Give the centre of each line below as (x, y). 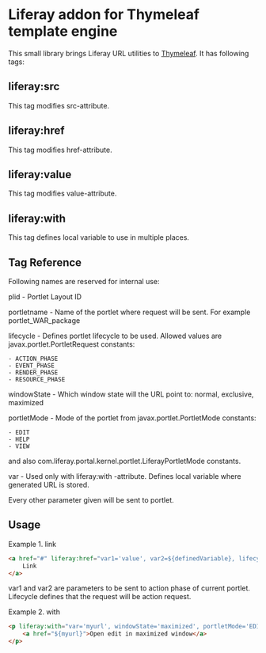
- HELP (19, 439)
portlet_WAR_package (44, 321)
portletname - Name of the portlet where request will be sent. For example (129, 312)
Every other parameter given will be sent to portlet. (91, 500)
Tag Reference (45, 262)
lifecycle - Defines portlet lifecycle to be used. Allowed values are (115, 336)
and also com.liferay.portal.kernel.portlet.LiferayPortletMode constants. (125, 461)
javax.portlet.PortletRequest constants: (72, 344)
